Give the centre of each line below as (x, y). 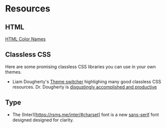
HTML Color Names (25, 39)
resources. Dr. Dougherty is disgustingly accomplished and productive (84, 87)
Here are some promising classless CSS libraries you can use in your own (81, 66)
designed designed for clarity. (43, 120)
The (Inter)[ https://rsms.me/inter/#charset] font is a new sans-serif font (85, 115)
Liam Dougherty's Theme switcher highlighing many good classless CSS (87, 81)
